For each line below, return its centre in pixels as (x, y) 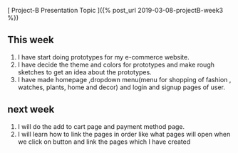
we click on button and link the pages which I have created (104, 142)
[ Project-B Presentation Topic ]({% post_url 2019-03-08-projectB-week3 (115, 10)
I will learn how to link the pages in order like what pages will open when (124, 134)
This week (31, 40)
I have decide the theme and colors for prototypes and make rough (116, 64)
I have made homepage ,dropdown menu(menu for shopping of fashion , (124, 79)
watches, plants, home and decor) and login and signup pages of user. (121, 87)
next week (31, 109)
